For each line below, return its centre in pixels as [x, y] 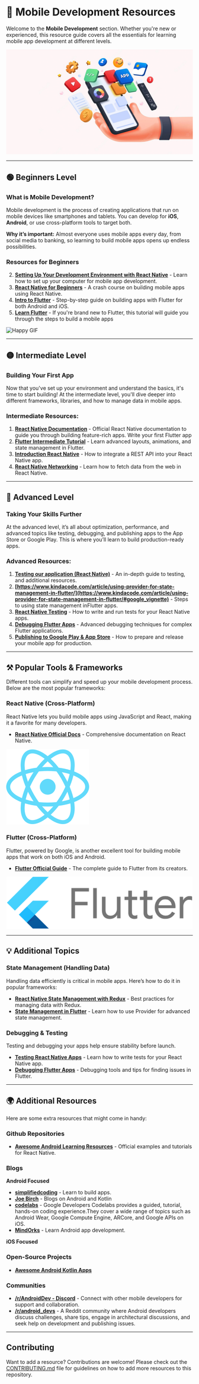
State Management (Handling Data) [58, 968]
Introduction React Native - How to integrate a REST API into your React [103, 454]
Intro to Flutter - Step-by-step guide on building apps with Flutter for [99, 300]
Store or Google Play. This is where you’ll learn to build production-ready [95, 540]
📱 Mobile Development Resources [91, 12]
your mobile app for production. [54, 643]
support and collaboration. [47, 1305]
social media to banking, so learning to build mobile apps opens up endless [98, 241]
